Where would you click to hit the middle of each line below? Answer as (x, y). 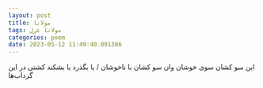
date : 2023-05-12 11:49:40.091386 (65, 45)
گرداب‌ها (21, 75)
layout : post (30, 15)
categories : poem (37, 37)
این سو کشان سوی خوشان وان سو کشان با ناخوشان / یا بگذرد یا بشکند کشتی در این (131, 67)
